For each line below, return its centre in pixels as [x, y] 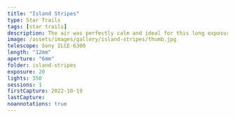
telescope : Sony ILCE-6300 [47, 46]
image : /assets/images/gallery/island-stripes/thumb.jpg [92, 40]
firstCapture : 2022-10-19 [45, 91]
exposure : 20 [26, 71]
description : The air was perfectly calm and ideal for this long [106, 33]
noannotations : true [37, 104]
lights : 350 [24, 78]
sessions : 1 [24, 85]
